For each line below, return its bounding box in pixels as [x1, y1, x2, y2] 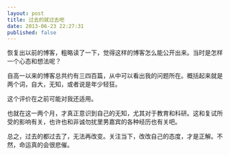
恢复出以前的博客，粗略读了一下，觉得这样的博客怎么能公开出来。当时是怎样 [7, 48, 223, 57]
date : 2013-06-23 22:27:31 [7, 23, 84, 29]
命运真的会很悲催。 [18, 141, 73, 149]
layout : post [7, 10, 44, 17]
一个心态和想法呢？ [7, 57, 62, 66]
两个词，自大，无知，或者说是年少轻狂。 [7, 80, 121, 89]
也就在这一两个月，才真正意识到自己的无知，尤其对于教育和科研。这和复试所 [7, 109, 223, 117]
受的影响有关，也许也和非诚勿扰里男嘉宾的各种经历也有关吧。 [7, 117, 181, 126]
